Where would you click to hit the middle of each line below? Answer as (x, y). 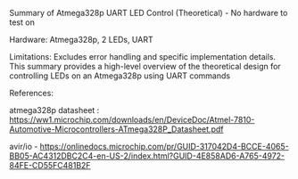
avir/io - (24, 146)
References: (31, 93)
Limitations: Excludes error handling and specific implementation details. (143, 57)
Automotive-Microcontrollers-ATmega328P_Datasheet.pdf (116, 129)
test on (22, 22)
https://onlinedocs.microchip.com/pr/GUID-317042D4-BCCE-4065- (164, 146)
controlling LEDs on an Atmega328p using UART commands (120, 76)
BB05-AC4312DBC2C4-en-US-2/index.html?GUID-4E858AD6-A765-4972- (147, 156)
